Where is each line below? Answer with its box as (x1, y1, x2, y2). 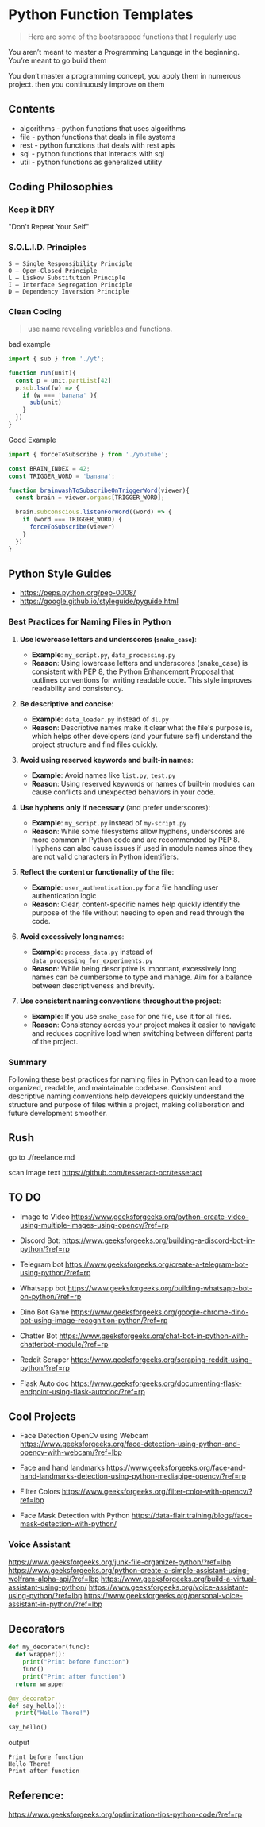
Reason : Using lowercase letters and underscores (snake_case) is (31, 658, 248, 667)
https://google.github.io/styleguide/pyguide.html (19, 597, 179, 606)
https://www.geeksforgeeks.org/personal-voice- (83, 1590, 244, 1600)
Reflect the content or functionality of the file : (19, 867, 175, 876)
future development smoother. (8, 1108, 108, 1117)
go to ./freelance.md (8, 1152, 75, 1162)
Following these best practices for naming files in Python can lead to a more (8, 1074, 257, 1084)
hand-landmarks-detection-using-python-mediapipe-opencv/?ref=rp (19, 1471, 247, 1481)
